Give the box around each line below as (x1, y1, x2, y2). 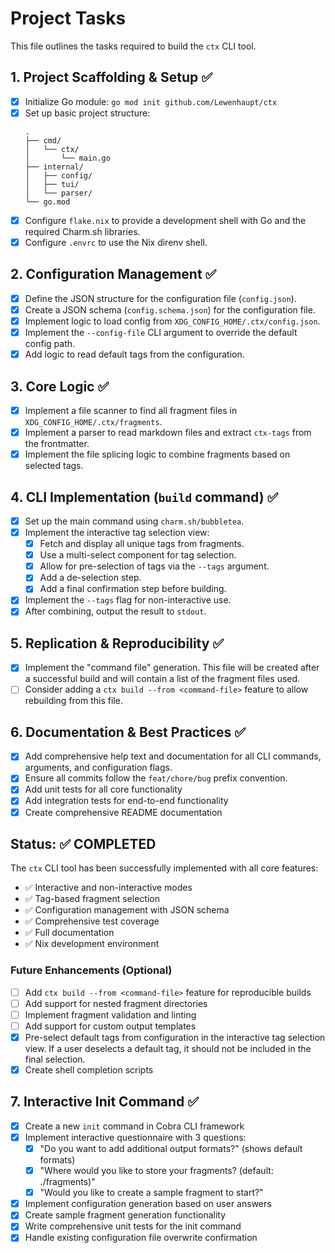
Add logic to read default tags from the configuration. (24, 348, 245, 361)
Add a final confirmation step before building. (39, 583, 227, 595)
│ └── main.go (24, 153, 111, 163)
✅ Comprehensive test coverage (24, 915, 160, 927)
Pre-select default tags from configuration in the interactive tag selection (24, 1031, 326, 1043)
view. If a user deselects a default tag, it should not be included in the (24, 1042, 312, 1054)
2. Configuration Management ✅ (10, 266, 217, 283)
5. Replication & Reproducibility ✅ (10, 635, 225, 652)
